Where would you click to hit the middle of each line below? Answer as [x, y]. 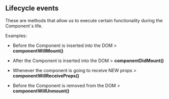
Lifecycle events [32, 8]
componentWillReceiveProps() [46, 76]
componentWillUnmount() [41, 91]
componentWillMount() [38, 51]
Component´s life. [24, 26]
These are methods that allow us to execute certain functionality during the [84, 20]
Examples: [16, 35]
